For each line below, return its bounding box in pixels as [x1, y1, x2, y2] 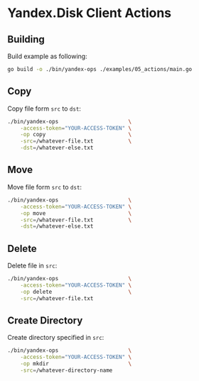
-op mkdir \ [20, 360, 132, 368]
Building [7, 33, 45, 45]
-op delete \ [20, 288, 132, 295]
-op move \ [20, 209, 132, 217]
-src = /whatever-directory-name [20, 367, 113, 374]
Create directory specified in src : [7, 333, 104, 342]
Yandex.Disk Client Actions [7, 5, 172, 21]
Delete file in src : [7, 261, 58, 270]
